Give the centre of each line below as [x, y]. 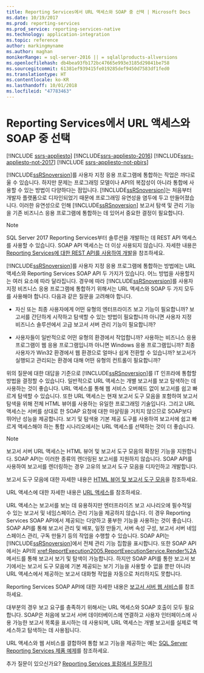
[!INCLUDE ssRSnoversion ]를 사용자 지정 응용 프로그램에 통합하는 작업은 [93, 175]
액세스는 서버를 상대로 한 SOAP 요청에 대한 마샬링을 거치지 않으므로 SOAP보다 [99, 411]
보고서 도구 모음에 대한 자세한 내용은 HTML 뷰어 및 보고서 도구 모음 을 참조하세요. [102, 479]
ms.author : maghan [29, 52]
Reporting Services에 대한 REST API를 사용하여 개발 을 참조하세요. [86, 253]
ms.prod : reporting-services [43, 23]
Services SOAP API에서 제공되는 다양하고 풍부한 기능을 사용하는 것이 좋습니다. [100, 520]
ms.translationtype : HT [36, 74]
